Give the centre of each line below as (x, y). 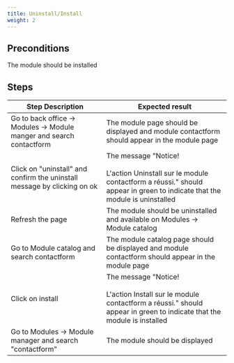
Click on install (34, 299)
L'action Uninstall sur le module (157, 173)
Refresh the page (39, 219)
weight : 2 (22, 20)
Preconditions (38, 48)
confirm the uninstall (44, 178)
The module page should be (152, 123)
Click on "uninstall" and (49, 169)
